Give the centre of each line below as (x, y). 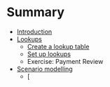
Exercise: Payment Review (65, 61)
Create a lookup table (58, 46)
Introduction (34, 32)
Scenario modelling (44, 69)
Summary (35, 12)
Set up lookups (49, 54)
